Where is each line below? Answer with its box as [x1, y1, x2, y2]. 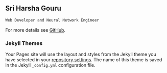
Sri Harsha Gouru [5, 4, 61, 13]
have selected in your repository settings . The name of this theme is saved [5, 56, 162, 63]
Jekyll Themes [5, 39, 43, 46]
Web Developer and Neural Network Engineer [5, 17, 100, 22]
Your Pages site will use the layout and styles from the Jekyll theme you [5, 51, 157, 57]
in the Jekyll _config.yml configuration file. [5, 62, 96, 68]
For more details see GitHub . [5, 27, 65, 33]
